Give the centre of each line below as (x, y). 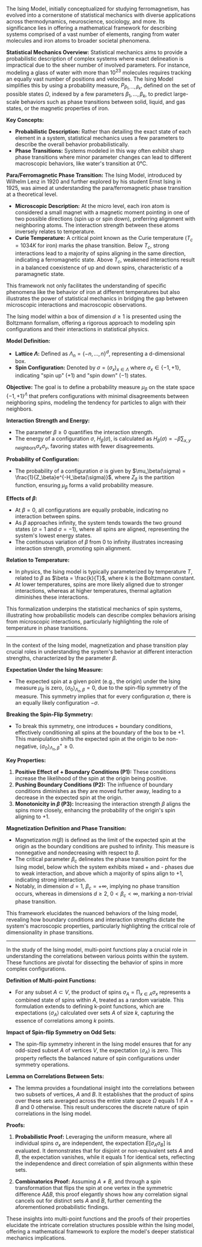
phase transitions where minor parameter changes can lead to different (103, 157)
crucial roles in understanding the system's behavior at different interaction (99, 651)
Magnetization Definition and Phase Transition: (66, 828)
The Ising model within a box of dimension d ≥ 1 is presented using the (94, 316)
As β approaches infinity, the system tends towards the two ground (98, 522)
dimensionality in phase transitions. (50, 933)
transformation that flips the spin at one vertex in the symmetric (94, 1188)
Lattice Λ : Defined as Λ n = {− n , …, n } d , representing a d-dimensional (100, 354)
